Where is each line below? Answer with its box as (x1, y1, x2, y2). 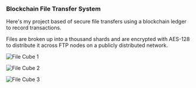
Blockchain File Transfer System (6, 5, 101, 13)
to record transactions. (6, 24, 62, 31)
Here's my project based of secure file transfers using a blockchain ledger (6, 18, 187, 25)
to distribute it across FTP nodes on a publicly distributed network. (6, 42, 168, 49)
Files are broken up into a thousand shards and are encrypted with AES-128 (6, 36, 190, 43)
